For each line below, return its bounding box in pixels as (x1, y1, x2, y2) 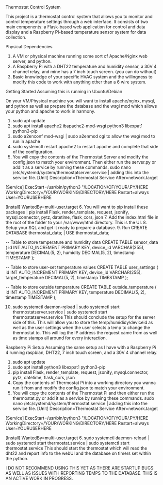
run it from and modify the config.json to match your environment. (12, 385, 145, 390)
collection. (5, 34, 27, 40)
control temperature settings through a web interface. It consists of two (5, 19, 148, 24)
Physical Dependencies (5, 44, 53, 49)
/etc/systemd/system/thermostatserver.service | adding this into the (12, 170, 149, 175)
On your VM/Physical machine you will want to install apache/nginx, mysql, (5, 98, 156, 104)
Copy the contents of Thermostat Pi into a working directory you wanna (12, 380, 156, 386)
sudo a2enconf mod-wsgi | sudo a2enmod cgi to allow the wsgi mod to (12, 134, 156, 139)
